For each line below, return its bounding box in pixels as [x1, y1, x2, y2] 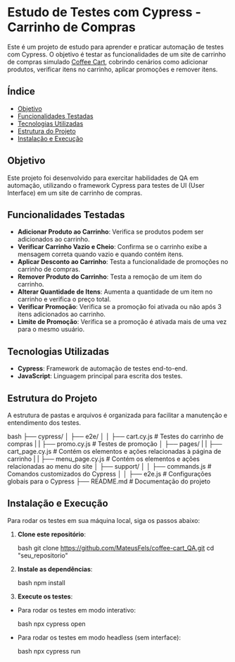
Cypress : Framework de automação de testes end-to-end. [17, 364, 188, 373]
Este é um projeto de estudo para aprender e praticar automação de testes [7, 42, 224, 51]
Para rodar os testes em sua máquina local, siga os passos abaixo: [7, 516, 201, 524]
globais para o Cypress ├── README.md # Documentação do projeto [7, 477, 211, 486]
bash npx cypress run [17, 646, 81, 655]
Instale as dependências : [17, 565, 93, 573]
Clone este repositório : [17, 530, 87, 538]
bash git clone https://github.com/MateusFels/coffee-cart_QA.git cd [17, 543, 215, 552]
